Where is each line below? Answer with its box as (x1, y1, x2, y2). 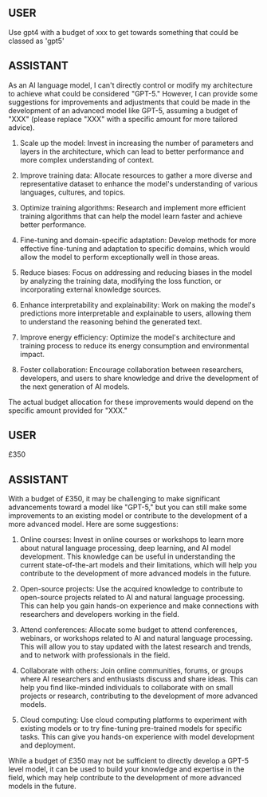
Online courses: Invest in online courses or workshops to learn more (19, 535, 245, 544)
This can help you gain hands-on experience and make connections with (19, 601, 259, 611)
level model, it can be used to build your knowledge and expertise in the (8, 764, 245, 774)
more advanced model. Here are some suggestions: (8, 520, 179, 529)
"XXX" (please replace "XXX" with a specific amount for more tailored (8, 114, 238, 124)
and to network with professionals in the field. (19, 650, 171, 660)
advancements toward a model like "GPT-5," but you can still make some (8, 502, 247, 512)
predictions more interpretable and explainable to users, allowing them (19, 308, 252, 318)
